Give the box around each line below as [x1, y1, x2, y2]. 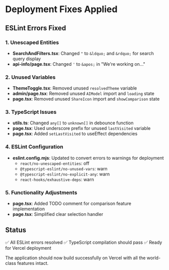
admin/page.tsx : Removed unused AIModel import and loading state [12, 91, 154, 97]
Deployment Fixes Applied [5, 4, 118, 15]
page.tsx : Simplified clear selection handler [12, 211, 104, 217]
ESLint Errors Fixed [5, 24, 66, 32]
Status [5, 226, 27, 235]
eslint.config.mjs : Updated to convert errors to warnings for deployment [12, 155, 164, 161]
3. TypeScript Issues [5, 109, 57, 116]
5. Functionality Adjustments [5, 189, 77, 196]
